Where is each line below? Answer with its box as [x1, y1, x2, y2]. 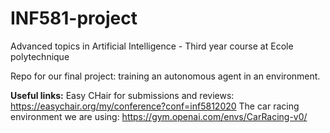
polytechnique [10, 50, 70, 62]
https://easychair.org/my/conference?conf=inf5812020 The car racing [10, 100, 300, 112]
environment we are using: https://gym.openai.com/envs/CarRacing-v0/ [10, 110, 308, 122]
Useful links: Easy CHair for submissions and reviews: [10, 89, 235, 101]
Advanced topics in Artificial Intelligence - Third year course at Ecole [10, 40, 294, 52]
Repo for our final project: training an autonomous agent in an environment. [10, 70, 321, 82]
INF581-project [10, 7, 138, 30]
